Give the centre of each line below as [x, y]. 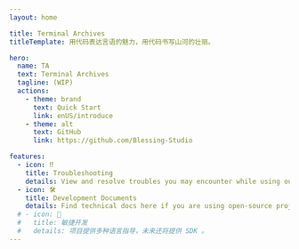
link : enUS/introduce [73, 116]
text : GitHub [57, 133]
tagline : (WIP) [45, 83]
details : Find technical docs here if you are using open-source [149, 206]
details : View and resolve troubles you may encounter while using [153, 181]
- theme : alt [49, 124]
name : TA [33, 66]
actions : [33, 91]
